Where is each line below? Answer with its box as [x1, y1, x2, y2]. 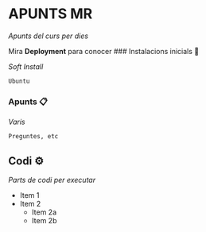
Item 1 [19, 191, 40, 200]
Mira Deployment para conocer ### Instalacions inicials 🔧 [8, 46, 200, 56]
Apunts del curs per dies [8, 31, 89, 41]
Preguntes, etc [8, 133, 59, 141]
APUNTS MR [8, 5, 93, 23]
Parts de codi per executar [8, 176, 96, 185]
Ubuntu [8, 77, 30, 85]
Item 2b [31, 216, 57, 226]
